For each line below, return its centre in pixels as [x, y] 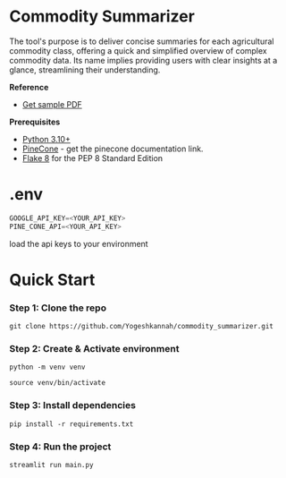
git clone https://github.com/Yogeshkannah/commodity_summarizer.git [142, 327]
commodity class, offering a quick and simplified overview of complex [138, 50]
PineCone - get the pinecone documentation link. [113, 149]
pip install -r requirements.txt [71, 424]
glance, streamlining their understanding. [85, 70]
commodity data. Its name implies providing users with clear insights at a [143, 60]
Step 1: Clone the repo [58, 308]
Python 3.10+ [46, 139]
